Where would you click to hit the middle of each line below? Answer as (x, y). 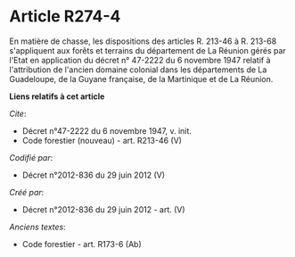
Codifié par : (31, 157)
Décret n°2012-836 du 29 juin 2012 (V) (94, 175)
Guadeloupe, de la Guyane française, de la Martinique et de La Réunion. (141, 79)
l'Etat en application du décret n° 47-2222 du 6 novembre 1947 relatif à (140, 60)
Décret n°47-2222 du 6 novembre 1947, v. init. (107, 130)
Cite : (18, 113)
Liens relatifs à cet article (57, 96)
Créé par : (27, 192)
